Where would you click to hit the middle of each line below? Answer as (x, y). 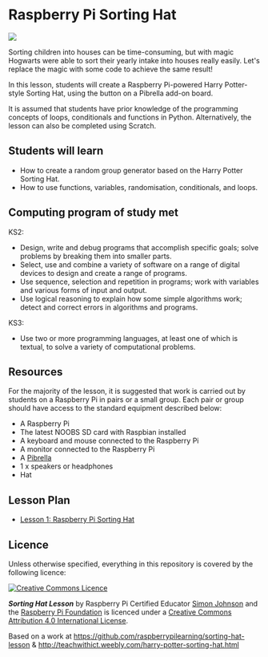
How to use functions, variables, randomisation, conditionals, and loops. (139, 187)
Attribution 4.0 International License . (68, 620)
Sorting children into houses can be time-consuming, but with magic (121, 52)
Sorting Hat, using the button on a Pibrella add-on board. (120, 93)
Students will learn (56, 151)
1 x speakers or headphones (66, 466)
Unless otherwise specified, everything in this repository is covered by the (131, 564)
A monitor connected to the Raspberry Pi (87, 449)
